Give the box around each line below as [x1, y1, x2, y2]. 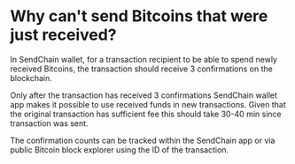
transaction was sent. [10, 117, 89, 129]
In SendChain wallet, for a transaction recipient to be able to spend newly [10, 54, 278, 64]
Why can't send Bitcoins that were [10, 6, 268, 26]
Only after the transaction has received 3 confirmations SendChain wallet [10, 90, 278, 101]
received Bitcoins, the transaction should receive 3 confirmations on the [10, 63, 273, 74]
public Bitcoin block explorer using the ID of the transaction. [10, 144, 229, 155]
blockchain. [10, 72, 52, 83]
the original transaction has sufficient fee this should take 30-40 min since [10, 108, 282, 119]
